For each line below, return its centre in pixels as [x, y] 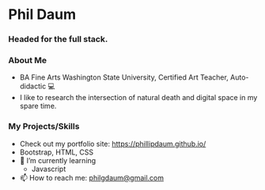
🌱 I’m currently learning [58, 160]
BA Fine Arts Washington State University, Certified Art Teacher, [124, 77]
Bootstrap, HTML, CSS [56, 152]
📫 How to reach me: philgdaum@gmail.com [92, 177]
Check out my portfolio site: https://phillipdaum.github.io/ [113, 143]
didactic [33, 86]
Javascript [49, 169]
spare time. [38, 106]
